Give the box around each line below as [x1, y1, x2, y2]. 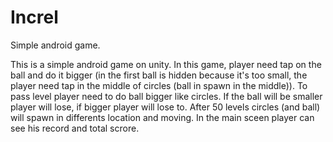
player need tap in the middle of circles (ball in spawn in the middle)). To [10, 79, 308, 91]
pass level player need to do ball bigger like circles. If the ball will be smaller [10, 90, 323, 102]
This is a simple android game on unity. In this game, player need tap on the [10, 58, 322, 70]
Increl [10, 6, 59, 29]
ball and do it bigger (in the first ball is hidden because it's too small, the [10, 69, 308, 81]
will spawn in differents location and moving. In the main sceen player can [10, 111, 315, 123]
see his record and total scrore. [10, 122, 140, 134]
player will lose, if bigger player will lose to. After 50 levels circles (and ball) [10, 101, 321, 113]
